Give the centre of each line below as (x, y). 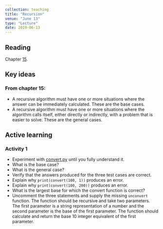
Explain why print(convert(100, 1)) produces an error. (68, 180)
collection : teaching (27, 10)
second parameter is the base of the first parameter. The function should (85, 211)
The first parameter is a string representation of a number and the (78, 206)
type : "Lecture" (21, 23)
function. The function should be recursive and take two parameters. (81, 201)
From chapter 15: (25, 88)
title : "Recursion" (25, 14)
